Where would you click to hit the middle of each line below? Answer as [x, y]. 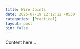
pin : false [17, 28]
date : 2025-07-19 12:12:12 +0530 [40, 14]
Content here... [21, 42]
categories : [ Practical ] [31, 19]
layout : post [19, 24]
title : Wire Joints [26, 10]
